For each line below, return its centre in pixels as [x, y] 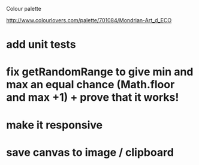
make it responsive [55, 125]
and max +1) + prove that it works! [93, 97]
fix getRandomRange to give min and [100, 72]
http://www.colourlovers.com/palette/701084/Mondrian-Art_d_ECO [89, 20]
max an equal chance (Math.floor [91, 85]
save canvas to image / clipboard [90, 152]
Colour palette [24, 9]
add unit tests [41, 45]
